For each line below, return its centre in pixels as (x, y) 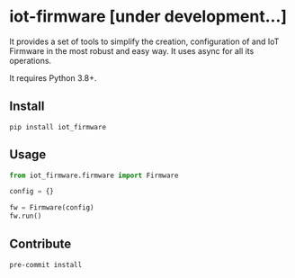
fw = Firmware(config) (52, 208)
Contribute (40, 244)
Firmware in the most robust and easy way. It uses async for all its (132, 50)
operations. (31, 60)
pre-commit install (46, 265)
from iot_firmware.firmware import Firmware (94, 175)
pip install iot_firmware (58, 127)
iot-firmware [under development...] (148, 17)
